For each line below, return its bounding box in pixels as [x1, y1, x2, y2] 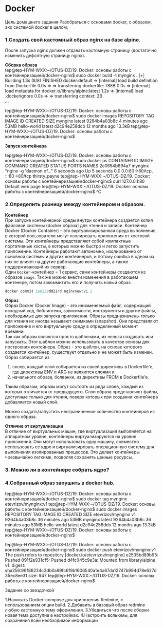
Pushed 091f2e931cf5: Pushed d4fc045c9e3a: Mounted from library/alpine [5, 557, 156, 563]
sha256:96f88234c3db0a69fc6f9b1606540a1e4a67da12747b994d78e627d [5, 567, 157, 573]
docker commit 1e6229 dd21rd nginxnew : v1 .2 [5, 288, 92, 294]
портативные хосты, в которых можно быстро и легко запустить [5, 243, 140, 249]
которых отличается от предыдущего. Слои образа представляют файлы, [5, 389, 159, 395]
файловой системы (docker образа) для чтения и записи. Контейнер [5, 222, 147, 228]
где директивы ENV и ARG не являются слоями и [12, 369, 115, 375]
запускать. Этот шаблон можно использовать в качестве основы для [5, 339, 150, 345]
